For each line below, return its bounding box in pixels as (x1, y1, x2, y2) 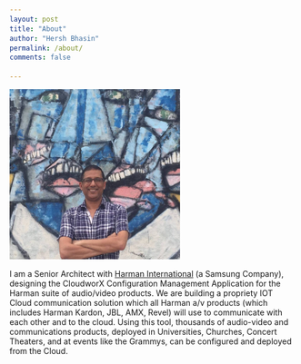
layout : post (9, 15, 59, 24)
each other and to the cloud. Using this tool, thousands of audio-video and (9, 317, 289, 327)
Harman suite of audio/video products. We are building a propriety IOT (9, 288, 274, 299)
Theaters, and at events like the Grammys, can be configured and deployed (9, 336, 293, 347)
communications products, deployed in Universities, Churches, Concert (9, 327, 277, 337)
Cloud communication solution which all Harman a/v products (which (9, 298, 268, 308)
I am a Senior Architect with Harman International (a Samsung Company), (9, 269, 285, 279)
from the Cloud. (9, 346, 68, 356)
